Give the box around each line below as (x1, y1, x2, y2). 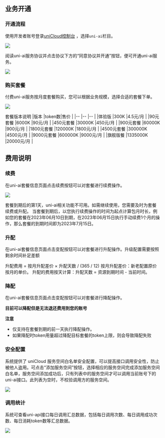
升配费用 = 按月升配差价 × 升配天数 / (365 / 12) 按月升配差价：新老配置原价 (5, 263, 157, 269)
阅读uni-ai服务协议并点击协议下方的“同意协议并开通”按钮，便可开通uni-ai (5, 52, 153, 58)
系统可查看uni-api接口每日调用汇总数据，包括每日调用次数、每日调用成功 (5, 411, 154, 417)
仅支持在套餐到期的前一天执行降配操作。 (12, 326, 95, 332)
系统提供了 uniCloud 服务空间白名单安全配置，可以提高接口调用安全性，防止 (5, 358, 160, 364)
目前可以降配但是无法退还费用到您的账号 (5, 305, 87, 311)
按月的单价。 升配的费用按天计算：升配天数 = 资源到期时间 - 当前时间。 (5, 269, 150, 275)
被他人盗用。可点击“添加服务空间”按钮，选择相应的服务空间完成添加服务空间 (5, 364, 160, 370)
